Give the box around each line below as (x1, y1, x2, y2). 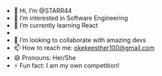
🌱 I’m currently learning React (13, 21, 99, 29)
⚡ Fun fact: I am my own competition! (13, 61, 119, 69)
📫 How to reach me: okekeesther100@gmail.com (13, 44, 155, 52)
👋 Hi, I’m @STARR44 (13, 7, 72, 15)
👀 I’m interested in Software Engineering (13, 14, 129, 22)
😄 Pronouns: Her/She (13, 54, 77, 61)
